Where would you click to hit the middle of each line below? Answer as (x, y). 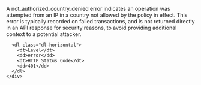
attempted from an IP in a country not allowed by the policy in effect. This (97, 15)
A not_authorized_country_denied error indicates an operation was (88, 9)
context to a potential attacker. (44, 34)
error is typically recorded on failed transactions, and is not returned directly (100, 21)
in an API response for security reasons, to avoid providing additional (91, 28)
